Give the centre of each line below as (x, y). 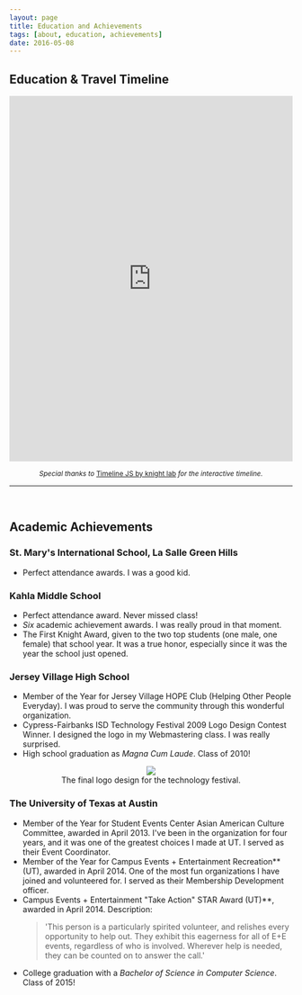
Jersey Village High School (70, 677)
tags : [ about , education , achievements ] (86, 34)
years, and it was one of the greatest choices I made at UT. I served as (153, 842)
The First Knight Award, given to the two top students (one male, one (150, 634)
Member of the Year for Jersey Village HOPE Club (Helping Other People (157, 696)
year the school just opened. (75, 654)
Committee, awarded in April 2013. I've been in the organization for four (155, 832)
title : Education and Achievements (76, 26)
